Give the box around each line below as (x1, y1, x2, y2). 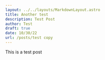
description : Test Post (5, 16, 56, 21)
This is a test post (5, 48, 42, 55)
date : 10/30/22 (5, 30, 37, 35)
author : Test (5, 21, 33, 26)
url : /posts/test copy (5, 35, 53, 40)
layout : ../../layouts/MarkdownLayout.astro (5, 7, 100, 12)
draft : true (5, 26, 30, 31)
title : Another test (5, 12, 49, 17)
